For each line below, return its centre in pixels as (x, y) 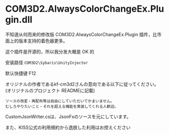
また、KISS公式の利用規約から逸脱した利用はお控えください (68, 127)
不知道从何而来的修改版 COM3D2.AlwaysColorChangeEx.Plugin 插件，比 (81, 34)
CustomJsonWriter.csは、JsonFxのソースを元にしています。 (68, 116)
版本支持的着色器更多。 (43, 41)
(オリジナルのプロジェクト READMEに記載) (50, 90)
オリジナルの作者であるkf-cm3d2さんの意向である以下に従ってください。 (82, 84)
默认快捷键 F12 (21, 73)
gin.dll (19, 20)
